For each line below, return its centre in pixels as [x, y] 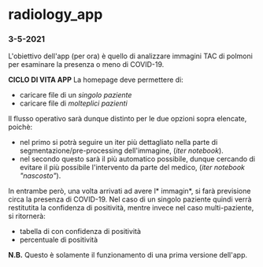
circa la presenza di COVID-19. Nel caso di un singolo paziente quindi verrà [130, 199]
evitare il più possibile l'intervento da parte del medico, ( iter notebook [132, 168]
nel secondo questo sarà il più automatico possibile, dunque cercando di [137, 159]
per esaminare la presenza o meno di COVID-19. [86, 65]
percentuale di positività [59, 240]
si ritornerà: [27, 216]
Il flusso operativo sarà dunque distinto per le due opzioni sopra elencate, [128, 119]
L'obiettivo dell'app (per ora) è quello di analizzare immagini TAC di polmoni [131, 56]
